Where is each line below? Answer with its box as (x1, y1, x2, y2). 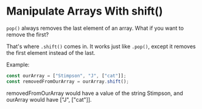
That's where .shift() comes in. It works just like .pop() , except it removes (6, 43, 196, 50)
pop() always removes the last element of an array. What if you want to (6, 24, 184, 32)
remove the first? (6, 30, 49, 38)
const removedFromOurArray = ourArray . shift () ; (6, 78, 130, 85)
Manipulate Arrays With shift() (6, 4, 163, 18)
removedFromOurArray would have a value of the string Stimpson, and (6, 90, 184, 97)
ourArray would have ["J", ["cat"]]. (6, 96, 92, 103)
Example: (6, 61, 30, 68)
